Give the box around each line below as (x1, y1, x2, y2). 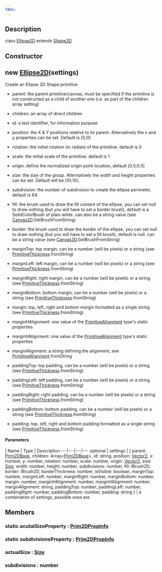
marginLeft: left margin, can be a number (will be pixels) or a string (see (12, 260, 155, 266)
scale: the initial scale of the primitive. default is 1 (12, 153, 110, 159)
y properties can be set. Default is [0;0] (12, 135, 91, 140)
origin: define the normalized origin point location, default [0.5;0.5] (12, 163, 145, 168)
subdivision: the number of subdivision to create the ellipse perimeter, (12, 186, 151, 192)
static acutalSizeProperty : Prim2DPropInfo (5, 523, 109, 530)
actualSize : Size (5, 549, 45, 555)
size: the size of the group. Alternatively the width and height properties (12, 172, 156, 178)
